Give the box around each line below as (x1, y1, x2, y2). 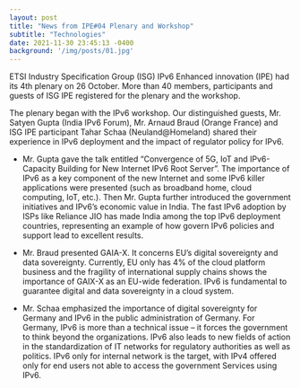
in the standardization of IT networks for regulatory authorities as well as (21, 341, 291, 352)
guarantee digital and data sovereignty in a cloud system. (21, 286, 235, 296)
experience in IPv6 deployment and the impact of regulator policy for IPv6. (9, 137, 284, 147)
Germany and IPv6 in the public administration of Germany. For (21, 313, 255, 323)
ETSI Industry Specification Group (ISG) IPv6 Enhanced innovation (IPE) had (9, 71, 289, 82)
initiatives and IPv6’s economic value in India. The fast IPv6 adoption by (21, 201, 287, 212)
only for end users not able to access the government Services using (21, 360, 278, 371)
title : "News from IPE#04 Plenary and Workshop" (9, 22, 194, 31)
